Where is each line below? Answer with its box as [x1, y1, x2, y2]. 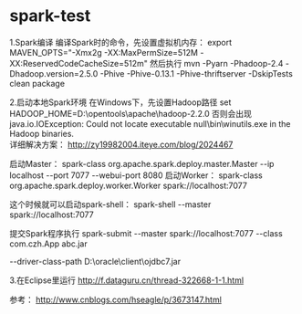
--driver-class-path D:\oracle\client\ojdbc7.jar [9, 256, 181, 267]
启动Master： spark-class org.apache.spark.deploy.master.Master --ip [9, 158, 275, 169]
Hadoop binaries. [9, 128, 75, 139]
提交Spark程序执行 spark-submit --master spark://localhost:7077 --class [9, 227, 283, 238]
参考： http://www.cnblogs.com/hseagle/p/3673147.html [9, 294, 222, 305]
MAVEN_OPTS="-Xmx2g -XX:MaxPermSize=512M [9, 47, 199, 58]
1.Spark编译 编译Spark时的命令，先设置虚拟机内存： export [9, 37, 233, 47]
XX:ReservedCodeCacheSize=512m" [9, 58, 148, 68]
